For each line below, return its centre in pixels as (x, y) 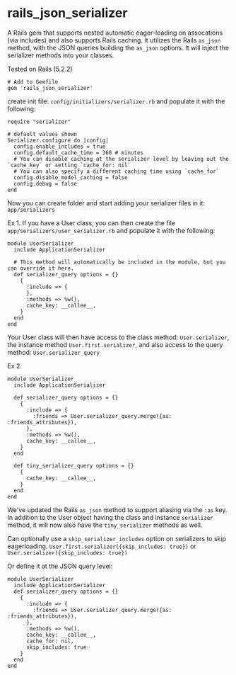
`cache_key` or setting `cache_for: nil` (69, 165)
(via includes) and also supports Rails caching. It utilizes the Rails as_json (114, 40)
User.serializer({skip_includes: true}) (68, 553)
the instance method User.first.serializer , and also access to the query (115, 344)
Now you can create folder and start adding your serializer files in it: (106, 203)
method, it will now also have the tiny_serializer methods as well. (105, 525)
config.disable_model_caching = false (71, 177)
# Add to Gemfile (33, 82)
